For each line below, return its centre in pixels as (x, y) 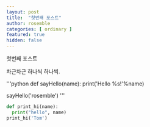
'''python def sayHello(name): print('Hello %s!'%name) (75, 84)
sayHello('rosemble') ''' (36, 96)
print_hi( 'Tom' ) (27, 118)
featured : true (26, 35)
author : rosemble (28, 23)
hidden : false (24, 40)
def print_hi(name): (33, 107)
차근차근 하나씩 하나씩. (33, 71)
